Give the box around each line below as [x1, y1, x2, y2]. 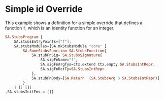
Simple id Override [5, 3, 83, 15]
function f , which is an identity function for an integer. [5, 25, 115, 31]
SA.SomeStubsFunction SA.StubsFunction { [23, 48, 107, 53]
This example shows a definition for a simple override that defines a [5, 20, 143, 26]
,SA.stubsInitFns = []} [5, 90, 54, 95]
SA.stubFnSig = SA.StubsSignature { [31, 53, 102, 58]
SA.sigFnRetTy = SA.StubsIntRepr [40, 66, 105, 72]
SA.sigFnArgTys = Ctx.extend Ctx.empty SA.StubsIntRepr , [40, 62, 155, 67]
